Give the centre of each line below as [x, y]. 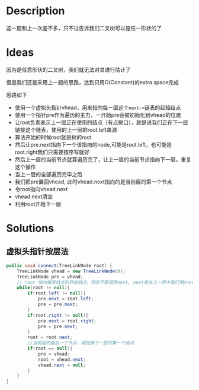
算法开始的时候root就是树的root [53, 137]
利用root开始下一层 [38, 204]
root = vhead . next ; [62, 359]
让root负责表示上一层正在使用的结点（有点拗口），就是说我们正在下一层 [101, 122]
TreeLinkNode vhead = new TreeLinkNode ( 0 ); [71, 271]
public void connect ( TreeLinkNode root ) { [59, 265]
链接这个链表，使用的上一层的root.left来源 [66, 129]
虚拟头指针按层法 [37, 251]
